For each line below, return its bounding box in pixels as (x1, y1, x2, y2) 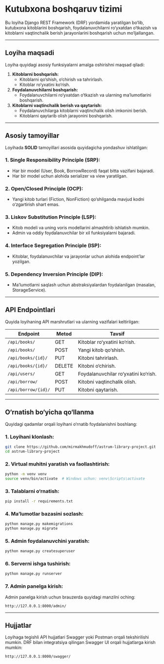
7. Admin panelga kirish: (5, 583, 63, 590)
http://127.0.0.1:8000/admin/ (5, 603, 67, 608)
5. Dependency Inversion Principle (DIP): (5, 270, 103, 277)
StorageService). (12, 287, 46, 293)
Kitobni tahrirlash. (78, 354, 119, 361)
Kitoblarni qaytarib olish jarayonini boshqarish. (19, 112, 113, 118)
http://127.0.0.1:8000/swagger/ (5, 654, 71, 659)
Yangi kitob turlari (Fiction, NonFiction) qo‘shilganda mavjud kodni (12, 197, 144, 202)
